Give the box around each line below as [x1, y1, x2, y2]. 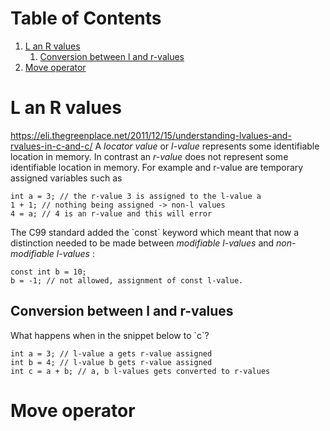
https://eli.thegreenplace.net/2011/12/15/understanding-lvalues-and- [10, 129, 292, 141]
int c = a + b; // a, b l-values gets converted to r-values [10, 366, 271, 376]
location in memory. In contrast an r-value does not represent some [10, 150, 289, 162]
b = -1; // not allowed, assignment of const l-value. [10, 275, 244, 286]
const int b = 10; [10, 267, 87, 277]
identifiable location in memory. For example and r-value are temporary [10, 161, 304, 173]
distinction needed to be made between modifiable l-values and [10, 237, 275, 249]
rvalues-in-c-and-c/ [10, 140, 93, 152]
